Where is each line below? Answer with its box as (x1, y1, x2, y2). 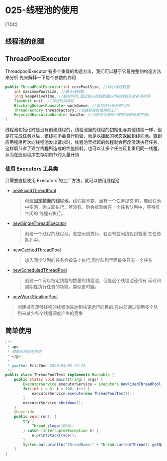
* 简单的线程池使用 (7, 349, 42, 354)
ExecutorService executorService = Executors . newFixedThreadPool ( (23, 382, 164, 387)
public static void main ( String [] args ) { (14, 377, 103, 382)
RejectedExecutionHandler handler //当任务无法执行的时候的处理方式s (14, 112, 150, 117)
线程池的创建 (5, 37, 45, 45)
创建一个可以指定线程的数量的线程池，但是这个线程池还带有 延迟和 (24, 278, 162, 284)
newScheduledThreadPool (12, 267, 67, 273)
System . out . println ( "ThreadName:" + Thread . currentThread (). (23, 442, 153, 447)
